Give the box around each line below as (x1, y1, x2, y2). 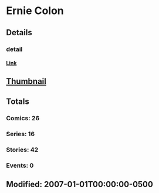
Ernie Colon (6, 4, 65, 18)
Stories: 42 (6, 145, 39, 154)
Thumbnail (6, 76, 47, 86)
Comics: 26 (6, 114, 40, 122)
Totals (6, 96, 29, 106)
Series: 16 (6, 130, 35, 138)
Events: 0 (6, 161, 34, 170)
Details (6, 28, 32, 38)
